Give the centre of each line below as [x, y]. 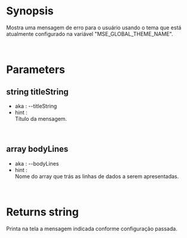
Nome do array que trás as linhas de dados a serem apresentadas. [97, 176]
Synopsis [30, 11]
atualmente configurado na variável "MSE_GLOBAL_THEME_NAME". [90, 33]
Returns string [42, 212]
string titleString [37, 92]
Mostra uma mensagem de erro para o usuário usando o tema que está [94, 28]
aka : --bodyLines [37, 163]
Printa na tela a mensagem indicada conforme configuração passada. [92, 228]
